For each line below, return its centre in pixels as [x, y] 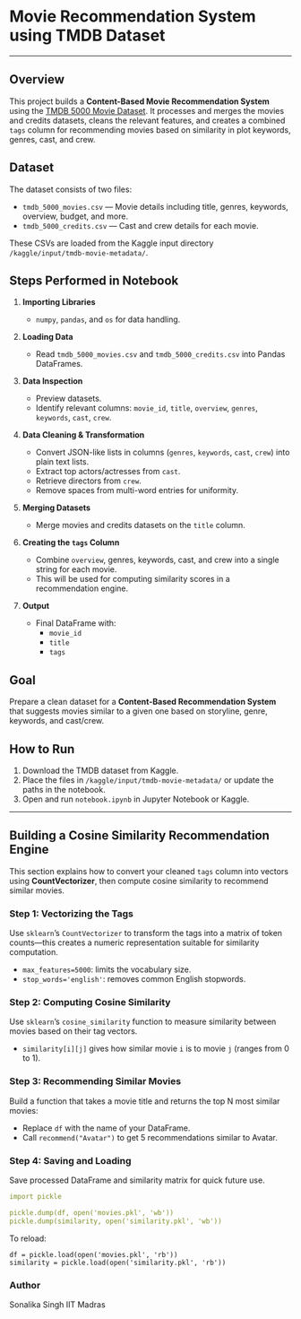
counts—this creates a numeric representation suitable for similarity [134, 942]
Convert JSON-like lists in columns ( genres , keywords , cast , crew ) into [163, 452]
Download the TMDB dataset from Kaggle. [100, 770]
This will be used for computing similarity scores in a [133, 579]
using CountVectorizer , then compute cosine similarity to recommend [139, 881]
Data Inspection [52, 381]
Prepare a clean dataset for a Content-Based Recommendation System [143, 702]
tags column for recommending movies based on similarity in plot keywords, [150, 130]
